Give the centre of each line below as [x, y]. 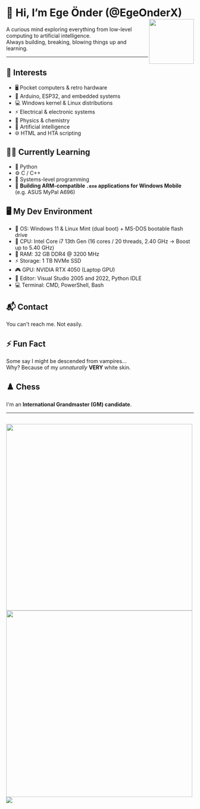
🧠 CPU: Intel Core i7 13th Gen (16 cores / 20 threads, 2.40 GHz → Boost [102, 241]
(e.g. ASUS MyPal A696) [45, 192]
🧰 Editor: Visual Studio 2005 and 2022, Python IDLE [78, 278]
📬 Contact [27, 307]
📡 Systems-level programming [52, 179]
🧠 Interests [27, 73]
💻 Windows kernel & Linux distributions [64, 103]
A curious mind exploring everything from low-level [69, 29]
